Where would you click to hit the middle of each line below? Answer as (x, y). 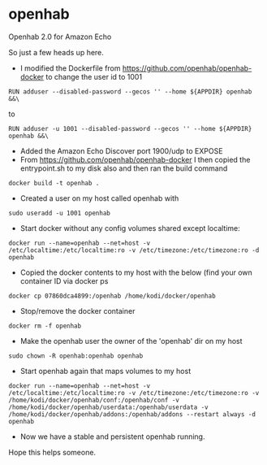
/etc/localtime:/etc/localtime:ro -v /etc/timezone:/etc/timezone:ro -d (134, 250)
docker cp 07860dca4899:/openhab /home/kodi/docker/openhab (112, 296)
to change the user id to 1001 (94, 76)
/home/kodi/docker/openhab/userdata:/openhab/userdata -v (108, 407)
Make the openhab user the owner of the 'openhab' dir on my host (131, 341)
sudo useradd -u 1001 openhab (60, 213)
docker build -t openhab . (54, 183)
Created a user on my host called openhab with (99, 198)
